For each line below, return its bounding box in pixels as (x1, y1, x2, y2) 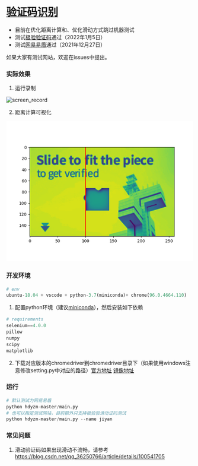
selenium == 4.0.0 (6, 323, 46, 329)
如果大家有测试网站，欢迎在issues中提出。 (6, 53, 110, 61)
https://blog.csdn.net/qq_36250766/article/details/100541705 (14, 452, 165, 460)
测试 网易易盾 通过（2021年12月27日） (14, 41, 106, 48)
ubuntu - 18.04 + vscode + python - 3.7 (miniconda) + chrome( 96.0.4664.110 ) (6, 292, 187, 299)
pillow (6, 329, 23, 335)
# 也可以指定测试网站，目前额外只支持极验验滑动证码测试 (6, 410, 126, 416)
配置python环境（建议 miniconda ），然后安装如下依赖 (14, 304, 143, 311)
